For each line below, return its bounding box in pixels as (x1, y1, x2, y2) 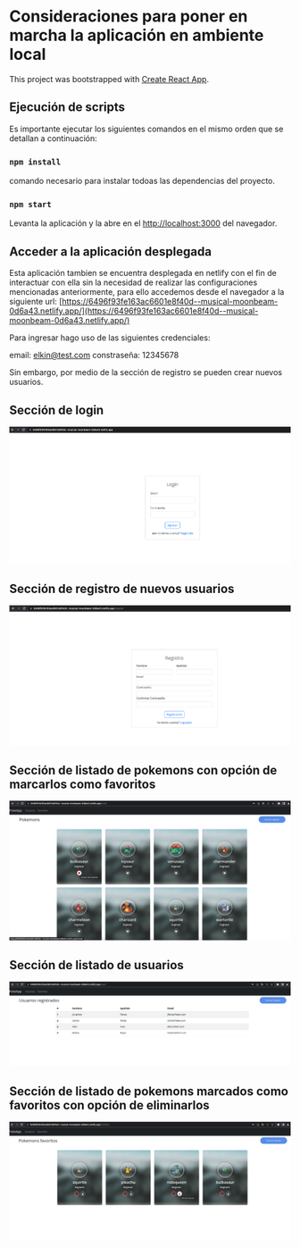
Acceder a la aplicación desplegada (9, 244, 212, 259)
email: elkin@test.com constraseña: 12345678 (9, 350, 179, 361)
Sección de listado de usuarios (9, 958, 185, 973)
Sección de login (9, 402, 104, 417)
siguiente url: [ (9, 297, 62, 307)
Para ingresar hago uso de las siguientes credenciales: (9, 332, 211, 343)
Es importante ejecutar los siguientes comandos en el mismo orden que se (9, 123, 284, 134)
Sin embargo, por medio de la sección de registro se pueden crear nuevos (9, 367, 283, 378)
